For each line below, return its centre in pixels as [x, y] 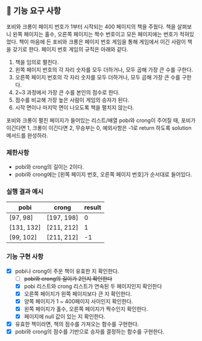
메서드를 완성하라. [27, 135]
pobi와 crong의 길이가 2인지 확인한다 [68, 278]
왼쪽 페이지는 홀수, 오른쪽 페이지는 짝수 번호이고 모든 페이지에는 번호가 [95, 34]
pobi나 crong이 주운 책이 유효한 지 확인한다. [67, 271]
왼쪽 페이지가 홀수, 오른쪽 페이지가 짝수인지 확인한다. [86, 309]
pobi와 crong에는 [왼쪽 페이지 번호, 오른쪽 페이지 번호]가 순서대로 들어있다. [103, 175]
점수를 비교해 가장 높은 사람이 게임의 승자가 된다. [72, 100]
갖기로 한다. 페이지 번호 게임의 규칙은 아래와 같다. [70, 49]
